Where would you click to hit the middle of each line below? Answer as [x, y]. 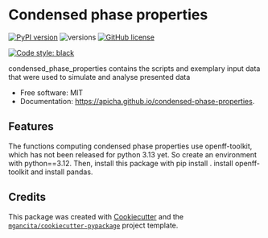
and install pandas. [62, 172]
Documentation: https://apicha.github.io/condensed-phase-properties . [137, 101]
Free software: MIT [52, 92]
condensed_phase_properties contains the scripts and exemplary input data [134, 68]
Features [31, 127]
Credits [27, 197]
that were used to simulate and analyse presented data [99, 77]
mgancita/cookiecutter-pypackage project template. [93, 225]
